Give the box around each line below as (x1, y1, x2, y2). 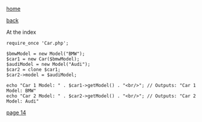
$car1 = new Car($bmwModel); (6, 56, 80, 62)
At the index (6, 28, 36, 36)
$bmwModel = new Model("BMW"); (6, 51, 85, 57)
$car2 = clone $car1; (6, 66, 61, 72)
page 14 (6, 109, 26, 116)
